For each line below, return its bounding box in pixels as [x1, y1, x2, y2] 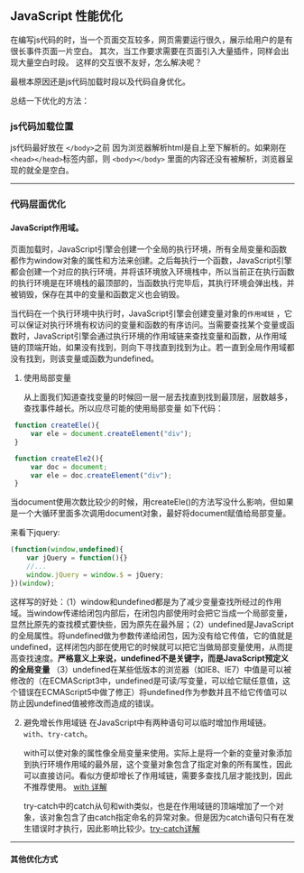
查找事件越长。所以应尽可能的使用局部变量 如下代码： [23, 403, 224, 413]
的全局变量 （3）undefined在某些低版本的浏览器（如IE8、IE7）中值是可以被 [10, 664, 292, 674]
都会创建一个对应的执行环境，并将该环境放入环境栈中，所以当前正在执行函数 [10, 266, 295, 277]
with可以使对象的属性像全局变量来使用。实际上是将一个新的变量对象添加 [23, 748, 292, 758]
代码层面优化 [10, 198, 67, 210]
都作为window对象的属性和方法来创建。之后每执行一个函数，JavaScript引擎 [10, 255, 292, 266]
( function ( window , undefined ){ [10, 545, 124, 554]
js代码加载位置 [10, 120, 74, 133]
